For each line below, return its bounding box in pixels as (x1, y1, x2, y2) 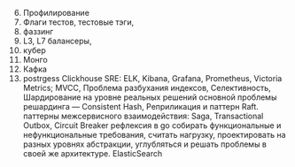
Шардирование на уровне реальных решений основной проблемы (22, 92, 277, 102)
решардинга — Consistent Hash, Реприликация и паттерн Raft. (22, 102, 260, 111)
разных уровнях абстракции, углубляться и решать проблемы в (22, 139, 268, 149)
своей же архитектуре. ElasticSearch (22, 148, 163, 158)
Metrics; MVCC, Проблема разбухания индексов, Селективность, (22, 83, 271, 93)
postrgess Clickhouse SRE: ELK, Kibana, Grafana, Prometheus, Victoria (22, 73, 283, 83)
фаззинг (22, 27, 54, 36)
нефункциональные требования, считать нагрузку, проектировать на (22, 130, 286, 140)
